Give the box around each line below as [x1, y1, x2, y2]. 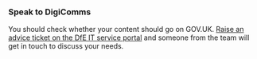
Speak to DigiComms [8, 6, 92, 18]
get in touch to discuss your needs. [8, 41, 124, 51]
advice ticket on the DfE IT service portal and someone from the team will [8, 33, 250, 42]
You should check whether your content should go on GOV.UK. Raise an [8, 25, 244, 34]
